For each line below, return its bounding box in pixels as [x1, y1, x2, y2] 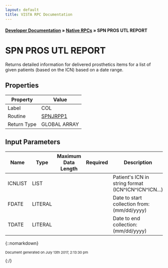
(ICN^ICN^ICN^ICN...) [112, 186, 163, 193]
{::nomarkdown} [5, 240, 39, 246]
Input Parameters [5, 138, 60, 146]
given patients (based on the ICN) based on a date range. [5, 67, 123, 73]
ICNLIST [7, 179, 27, 186]
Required [85, 158, 108, 165]
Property [11, 96, 33, 103]
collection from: [112, 200, 150, 207]
